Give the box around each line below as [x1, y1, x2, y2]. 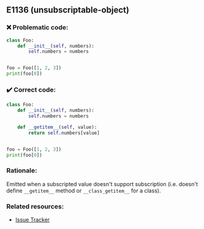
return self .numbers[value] [28, 130, 100, 136]
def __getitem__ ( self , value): [17, 124, 97, 130]
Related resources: [6, 202, 64, 211]
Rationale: [6, 167, 37, 175]
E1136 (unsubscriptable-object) [6, 5, 130, 15]
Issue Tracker [15, 216, 50, 223]
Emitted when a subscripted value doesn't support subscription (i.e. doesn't [6, 180, 198, 187]
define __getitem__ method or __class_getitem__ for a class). [6, 187, 161, 194]
